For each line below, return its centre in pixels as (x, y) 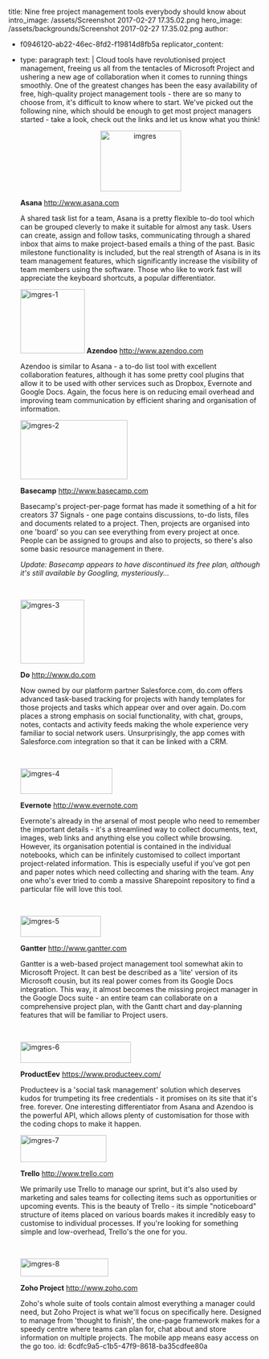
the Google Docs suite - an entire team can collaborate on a (119, 998)
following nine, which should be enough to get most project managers (136, 111)
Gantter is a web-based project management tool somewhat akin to (131, 964)
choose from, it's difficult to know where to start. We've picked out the (137, 102)
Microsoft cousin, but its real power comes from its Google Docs (126, 981)
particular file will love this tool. (71, 889)
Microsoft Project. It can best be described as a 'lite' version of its (129, 972)
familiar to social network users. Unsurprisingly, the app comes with (132, 733)
